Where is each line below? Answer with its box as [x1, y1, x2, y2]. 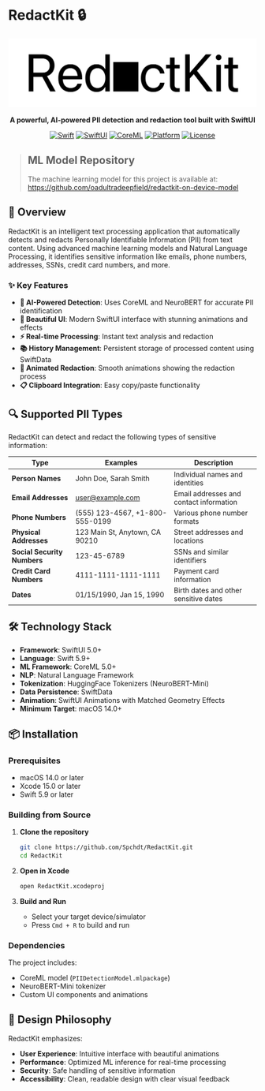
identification [19, 306, 63, 316]
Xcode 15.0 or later [19, 782, 81, 791]
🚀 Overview [8, 206, 66, 219]
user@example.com [75, 493, 140, 503]
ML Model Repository [27, 153, 136, 166]
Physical [11, 528, 41, 537]
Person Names [11, 474, 62, 484]
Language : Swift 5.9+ [19, 653, 91, 663]
